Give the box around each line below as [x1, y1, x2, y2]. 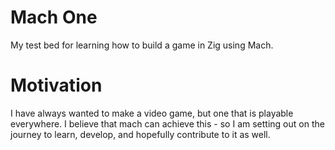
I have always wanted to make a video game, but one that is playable [10, 107, 294, 119]
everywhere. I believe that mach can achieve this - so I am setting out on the [10, 117, 325, 130]
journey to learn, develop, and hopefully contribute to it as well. [10, 128, 271, 140]
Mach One [10, 6, 98, 29]
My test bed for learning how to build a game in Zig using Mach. [10, 39, 274, 51]
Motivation [10, 74, 103, 97]
